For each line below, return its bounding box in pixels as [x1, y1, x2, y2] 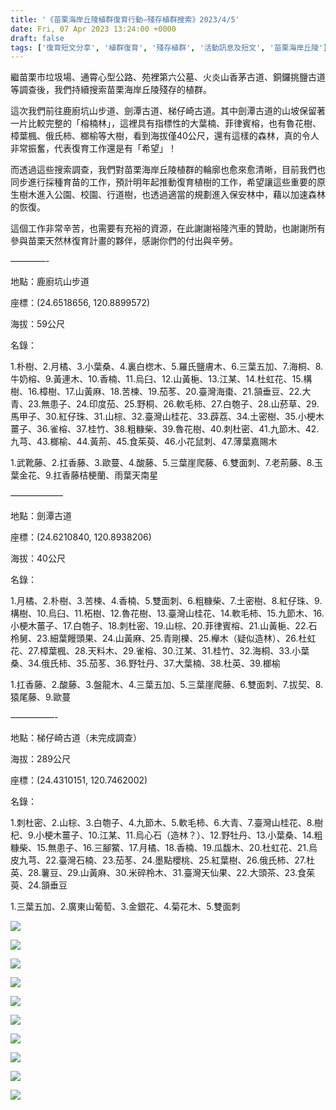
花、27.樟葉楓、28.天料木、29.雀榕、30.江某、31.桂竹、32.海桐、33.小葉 [10, 645, 310, 657]
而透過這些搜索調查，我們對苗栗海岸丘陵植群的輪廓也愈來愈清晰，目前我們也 [10, 164, 326, 176]
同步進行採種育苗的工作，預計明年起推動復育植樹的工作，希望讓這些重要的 [10, 176, 317, 188]
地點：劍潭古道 [10, 510, 72, 522]
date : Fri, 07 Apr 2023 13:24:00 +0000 [10, 24, 177, 34]
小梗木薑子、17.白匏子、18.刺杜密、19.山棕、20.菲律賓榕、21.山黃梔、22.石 [10, 620, 318, 632]
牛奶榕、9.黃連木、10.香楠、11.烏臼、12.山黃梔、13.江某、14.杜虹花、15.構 [10, 373, 313, 385]
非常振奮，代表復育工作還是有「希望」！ [10, 142, 177, 155]
